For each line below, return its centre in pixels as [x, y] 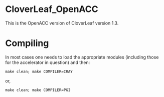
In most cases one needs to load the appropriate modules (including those [82, 57]
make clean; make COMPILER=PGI [38, 90]
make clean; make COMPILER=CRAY [39, 71]
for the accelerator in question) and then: [48, 62]
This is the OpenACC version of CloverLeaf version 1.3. [62, 23]
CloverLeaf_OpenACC [52, 9]
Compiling [27, 43]
